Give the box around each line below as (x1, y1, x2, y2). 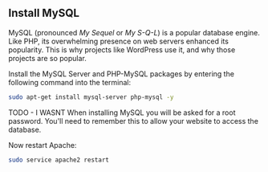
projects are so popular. (8, 53, 87, 63)
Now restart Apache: (8, 140, 77, 149)
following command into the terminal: (8, 77, 131, 87)
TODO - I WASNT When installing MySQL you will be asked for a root (8, 108, 236, 117)
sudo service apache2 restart (8, 156, 110, 164)
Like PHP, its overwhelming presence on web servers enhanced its (8, 36, 229, 46)
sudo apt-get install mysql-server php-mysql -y (8, 92, 174, 101)
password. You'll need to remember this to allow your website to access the (8, 116, 259, 125)
